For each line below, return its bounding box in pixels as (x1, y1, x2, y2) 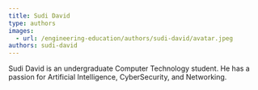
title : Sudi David (8, 11, 70, 20)
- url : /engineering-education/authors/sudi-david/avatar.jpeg (15, 34, 233, 43)
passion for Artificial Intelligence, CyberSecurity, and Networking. (8, 72, 227, 82)
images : (8, 27, 35, 35)
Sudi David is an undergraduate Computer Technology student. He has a (8, 63, 251, 73)
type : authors (8, 19, 57, 27)
